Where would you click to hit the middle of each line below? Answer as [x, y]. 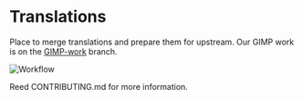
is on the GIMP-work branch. [63, 51]
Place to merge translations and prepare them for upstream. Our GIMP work [152, 42]
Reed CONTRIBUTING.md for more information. [99, 86]
